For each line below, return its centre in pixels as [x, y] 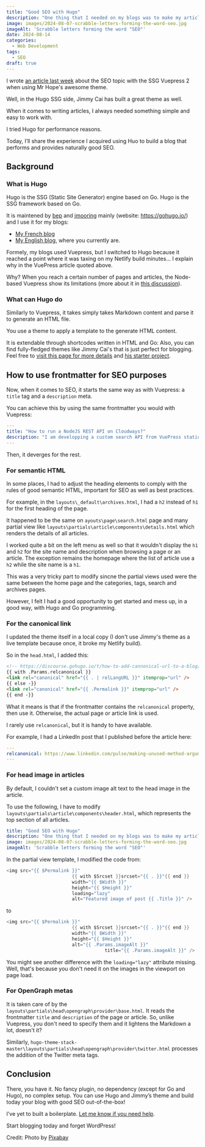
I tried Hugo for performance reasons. [54, 129]
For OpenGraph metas [40, 991]
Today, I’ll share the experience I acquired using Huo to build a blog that [97, 141]
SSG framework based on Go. [44, 204]
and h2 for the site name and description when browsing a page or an [94, 552]
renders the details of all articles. [48, 533]
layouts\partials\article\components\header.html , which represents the [99, 813]
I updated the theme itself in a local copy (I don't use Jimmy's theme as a [98, 637]
